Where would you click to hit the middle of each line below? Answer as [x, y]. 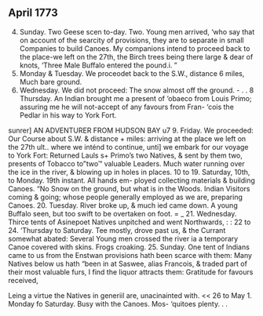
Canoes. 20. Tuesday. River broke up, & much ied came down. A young [123, 205]
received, [24, 280]
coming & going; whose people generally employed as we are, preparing [126, 197]
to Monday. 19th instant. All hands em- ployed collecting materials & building [131, 180]
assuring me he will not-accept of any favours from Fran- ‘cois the [126, 107]
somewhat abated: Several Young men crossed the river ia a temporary [123, 238]
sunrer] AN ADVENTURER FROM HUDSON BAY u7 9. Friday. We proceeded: [131, 130]
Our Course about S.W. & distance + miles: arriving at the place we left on [127, 138]
